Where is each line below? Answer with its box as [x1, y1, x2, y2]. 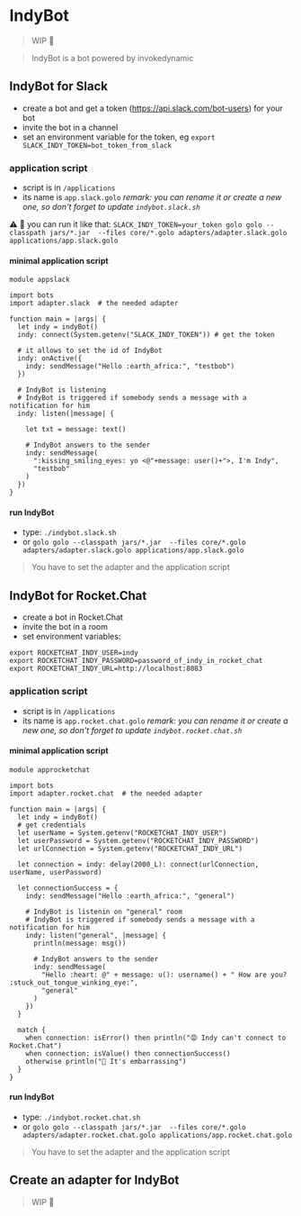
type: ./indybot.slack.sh [22, 527, 117, 538]
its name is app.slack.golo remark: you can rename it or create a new [22, 192, 282, 203]
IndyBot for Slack [9, 78, 109, 95]
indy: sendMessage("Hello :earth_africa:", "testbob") [25, 362, 235, 371]
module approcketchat [9, 765, 91, 775]
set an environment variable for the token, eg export [22, 132, 216, 142]
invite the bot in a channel [22, 122, 119, 132]
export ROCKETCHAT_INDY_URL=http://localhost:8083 [9, 664, 203, 674]
